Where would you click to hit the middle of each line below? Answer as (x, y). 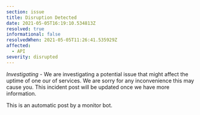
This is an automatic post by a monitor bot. (60, 105)
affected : (19, 46)
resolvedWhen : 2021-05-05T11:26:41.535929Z (62, 40)
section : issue (25, 12)
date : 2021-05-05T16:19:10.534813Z (51, 23)
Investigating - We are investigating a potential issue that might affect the (97, 74)
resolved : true (25, 29)
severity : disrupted (32, 57)
